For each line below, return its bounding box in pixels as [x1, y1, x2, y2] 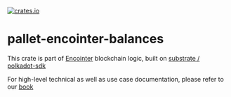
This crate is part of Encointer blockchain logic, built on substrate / [7, 54, 200, 62]
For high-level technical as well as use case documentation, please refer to [7, 75, 225, 83]
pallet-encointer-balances [7, 31, 164, 47]
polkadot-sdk [7, 61, 46, 70]
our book [7, 82, 34, 91]
